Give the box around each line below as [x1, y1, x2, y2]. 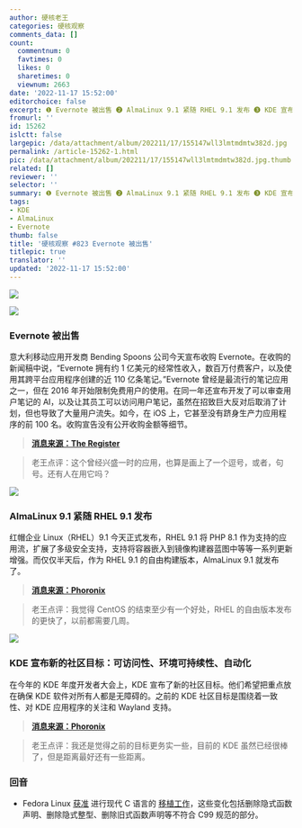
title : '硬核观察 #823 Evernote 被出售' [9, 239, 154, 248]
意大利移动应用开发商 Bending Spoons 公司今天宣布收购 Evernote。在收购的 [9, 352, 292, 363]
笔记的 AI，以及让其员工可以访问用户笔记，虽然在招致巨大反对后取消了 [16, 397, 280, 408]
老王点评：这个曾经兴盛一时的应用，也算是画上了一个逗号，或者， [31, 457, 276, 468]
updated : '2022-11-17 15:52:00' [9, 265, 130, 274]
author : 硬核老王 [9, 13, 69, 22]
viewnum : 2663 [17, 80, 70, 89]
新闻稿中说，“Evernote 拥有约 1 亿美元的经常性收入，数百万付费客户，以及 [9, 363, 285, 373]
